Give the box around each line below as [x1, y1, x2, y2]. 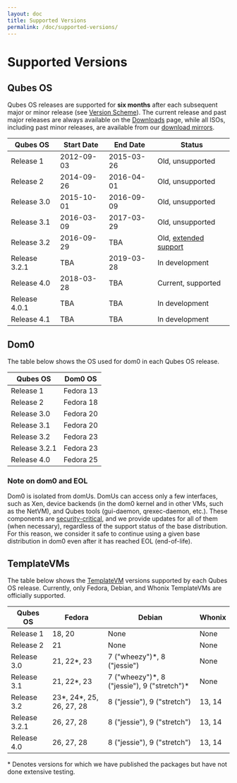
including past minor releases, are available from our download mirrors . [7, 123, 215, 131]
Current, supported [157, 278, 221, 288]
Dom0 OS [64, 374, 97, 384]
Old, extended [157, 233, 205, 243]
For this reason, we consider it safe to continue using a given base [7, 529, 200, 538]
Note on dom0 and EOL [7, 476, 88, 486]
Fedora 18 [63, 397, 99, 407]
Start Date [63, 140, 99, 150]
